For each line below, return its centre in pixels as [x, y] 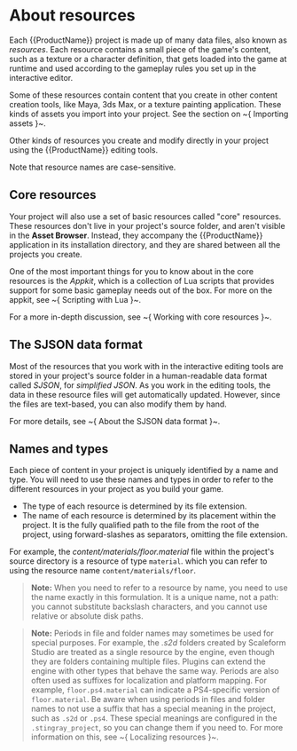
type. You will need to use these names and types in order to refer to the [141, 479]
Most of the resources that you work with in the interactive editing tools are [146, 366]
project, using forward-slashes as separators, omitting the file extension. [155, 534]
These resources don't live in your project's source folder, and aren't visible [147, 225]
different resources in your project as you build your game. [117, 489]
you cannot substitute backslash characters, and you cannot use [149, 607]
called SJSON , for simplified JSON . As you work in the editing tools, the [140, 385]
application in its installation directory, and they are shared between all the [145, 244]
